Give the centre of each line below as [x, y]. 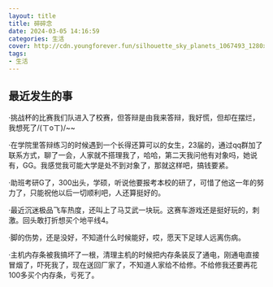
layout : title [32, 16]
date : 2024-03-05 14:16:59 [54, 31]
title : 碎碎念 [30, 24]
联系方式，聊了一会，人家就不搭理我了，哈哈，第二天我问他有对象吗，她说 [133, 154]
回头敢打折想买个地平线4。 [68, 220]
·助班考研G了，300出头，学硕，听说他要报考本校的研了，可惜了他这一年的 [133, 182]
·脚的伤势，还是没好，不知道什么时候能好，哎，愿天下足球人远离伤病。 [127, 237]
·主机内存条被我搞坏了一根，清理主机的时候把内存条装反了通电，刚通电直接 [134, 254]
